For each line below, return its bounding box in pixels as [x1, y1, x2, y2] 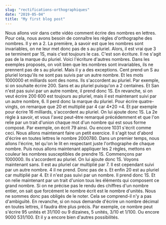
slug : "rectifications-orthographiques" [5, 7, 90, 12]
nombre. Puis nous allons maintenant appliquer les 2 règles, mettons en [5, 146, 151, 152]
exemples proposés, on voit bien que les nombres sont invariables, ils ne [5, 61, 154, 67]
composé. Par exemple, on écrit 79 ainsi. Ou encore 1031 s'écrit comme [5, 125, 152, 131]
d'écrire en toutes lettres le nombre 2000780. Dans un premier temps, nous [5, 135, 160, 141]
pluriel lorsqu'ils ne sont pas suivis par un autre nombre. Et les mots [5, 72, 144, 78]
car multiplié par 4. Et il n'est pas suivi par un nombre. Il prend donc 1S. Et [5, 172, 156, 178]
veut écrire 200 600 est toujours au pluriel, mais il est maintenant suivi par [5, 93, 157, 99]
